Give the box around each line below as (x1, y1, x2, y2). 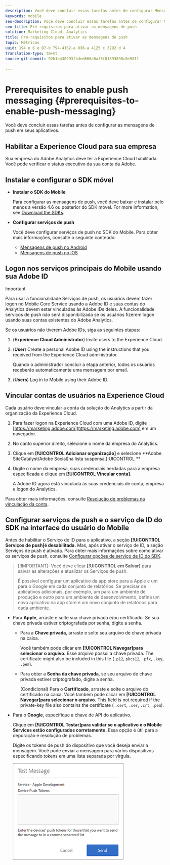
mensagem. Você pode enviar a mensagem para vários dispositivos (12, 748, 154, 754)
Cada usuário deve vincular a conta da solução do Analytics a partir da (5, 404, 153, 411)
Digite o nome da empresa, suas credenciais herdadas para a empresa (12, 465, 160, 471)
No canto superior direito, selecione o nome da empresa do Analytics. (12, 440, 158, 446)
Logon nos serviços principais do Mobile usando (5, 264, 162, 273)
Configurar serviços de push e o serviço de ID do (5, 516, 163, 524)
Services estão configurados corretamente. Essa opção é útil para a (12, 727, 158, 733)
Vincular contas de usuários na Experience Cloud (5, 391, 164, 400)
